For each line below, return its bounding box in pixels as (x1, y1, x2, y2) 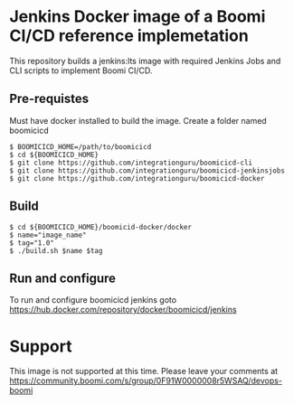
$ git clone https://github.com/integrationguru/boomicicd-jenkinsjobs (9, 165, 285, 175)
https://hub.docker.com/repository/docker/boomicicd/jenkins (9, 305, 237, 315)
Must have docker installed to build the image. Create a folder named (9, 115, 267, 126)
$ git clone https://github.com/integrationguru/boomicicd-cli (9, 158, 253, 167)
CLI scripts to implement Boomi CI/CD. (9, 65, 153, 76)
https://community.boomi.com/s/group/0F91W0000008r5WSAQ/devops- (9, 375, 283, 386)
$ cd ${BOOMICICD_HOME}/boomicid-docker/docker (9, 222, 193, 231)
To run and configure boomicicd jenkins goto (9, 295, 177, 305)
